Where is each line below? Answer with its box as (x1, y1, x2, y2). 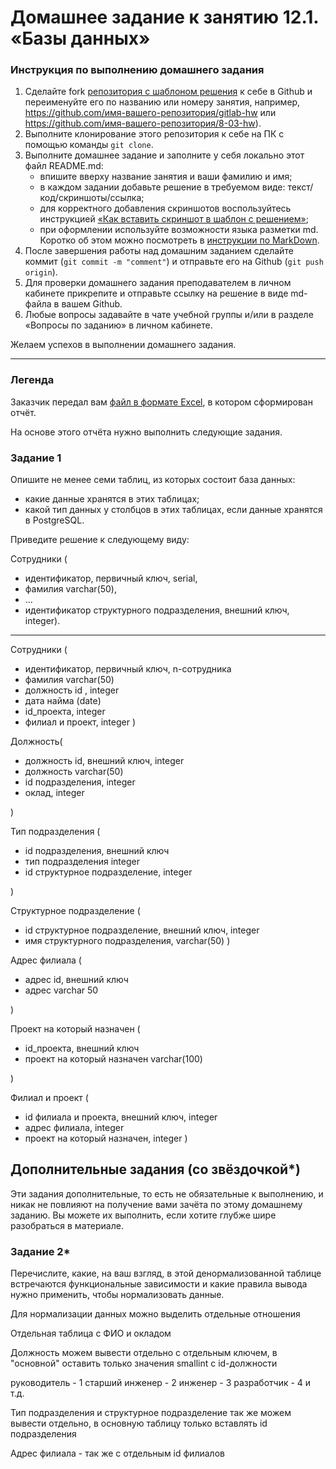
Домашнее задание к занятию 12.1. (10, 6, 319, 29)
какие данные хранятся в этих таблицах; (24, 493, 200, 505)
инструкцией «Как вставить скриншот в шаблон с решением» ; (39, 213, 309, 225)
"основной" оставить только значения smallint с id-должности (10, 1357, 278, 1370)
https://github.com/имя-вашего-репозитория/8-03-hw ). (24, 117, 262, 130)
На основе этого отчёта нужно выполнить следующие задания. (10, 426, 283, 438)
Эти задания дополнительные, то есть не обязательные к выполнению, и (10, 1187, 324, 1200)
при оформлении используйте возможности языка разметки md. (39, 224, 319, 236)
